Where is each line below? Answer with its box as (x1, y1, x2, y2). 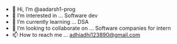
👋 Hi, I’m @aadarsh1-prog (11, 6, 76, 12)
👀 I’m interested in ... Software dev (11, 12, 98, 19)
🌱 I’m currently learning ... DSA (11, 18, 89, 25)
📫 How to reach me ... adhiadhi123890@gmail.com (11, 32, 141, 38)
